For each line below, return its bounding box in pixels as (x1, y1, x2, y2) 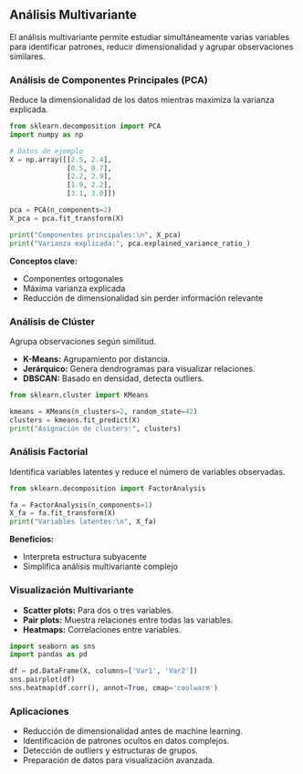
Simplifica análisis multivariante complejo (22, 561, 178, 573)
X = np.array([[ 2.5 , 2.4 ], (9, 155, 112, 164)
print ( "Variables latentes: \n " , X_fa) (9, 517, 157, 527)
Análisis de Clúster (9, 315, 96, 327)
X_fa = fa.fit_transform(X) (9, 509, 117, 518)
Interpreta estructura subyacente (22, 552, 148, 562)
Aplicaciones (9, 705, 69, 717)
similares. (9, 50, 46, 62)
